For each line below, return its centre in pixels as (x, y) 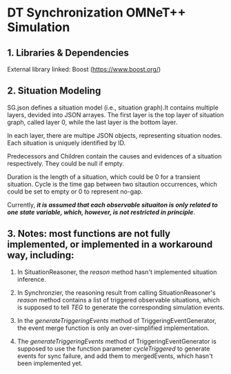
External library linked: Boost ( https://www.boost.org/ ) (84, 69)
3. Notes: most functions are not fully (89, 234)
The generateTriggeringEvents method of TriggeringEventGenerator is (117, 341)
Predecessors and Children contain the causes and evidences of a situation (114, 156)
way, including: (41, 255)
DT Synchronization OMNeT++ (97, 13)
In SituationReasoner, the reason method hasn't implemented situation (117, 272)
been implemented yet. (50, 363)
